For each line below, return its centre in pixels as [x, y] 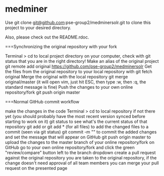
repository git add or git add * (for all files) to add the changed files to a [77, 127]
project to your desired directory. [38, 27]
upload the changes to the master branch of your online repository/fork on [80, 142]
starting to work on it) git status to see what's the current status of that [76, 121]
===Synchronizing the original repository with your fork [61, 46]
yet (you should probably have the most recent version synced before [75, 116]
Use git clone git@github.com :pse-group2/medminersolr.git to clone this [78, 22]
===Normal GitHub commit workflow [42, 101]
